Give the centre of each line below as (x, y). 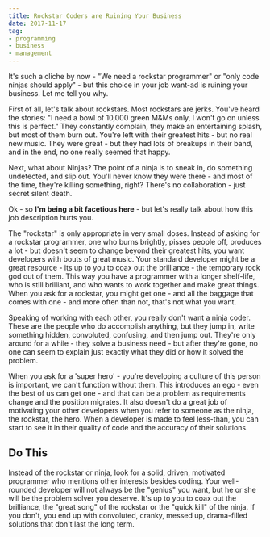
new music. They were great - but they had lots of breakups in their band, (131, 143)
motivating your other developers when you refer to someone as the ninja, (131, 410)
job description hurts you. (51, 218)
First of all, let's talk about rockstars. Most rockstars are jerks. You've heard (134, 109)
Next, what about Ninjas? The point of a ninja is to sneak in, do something (131, 168)
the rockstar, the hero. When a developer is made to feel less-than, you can (134, 419)
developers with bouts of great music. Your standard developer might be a (132, 259)
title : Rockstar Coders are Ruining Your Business (95, 16)
